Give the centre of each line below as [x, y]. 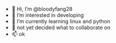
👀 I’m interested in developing [48, 15]
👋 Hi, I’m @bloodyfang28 [42, 9]
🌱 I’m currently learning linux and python [61, 21]
